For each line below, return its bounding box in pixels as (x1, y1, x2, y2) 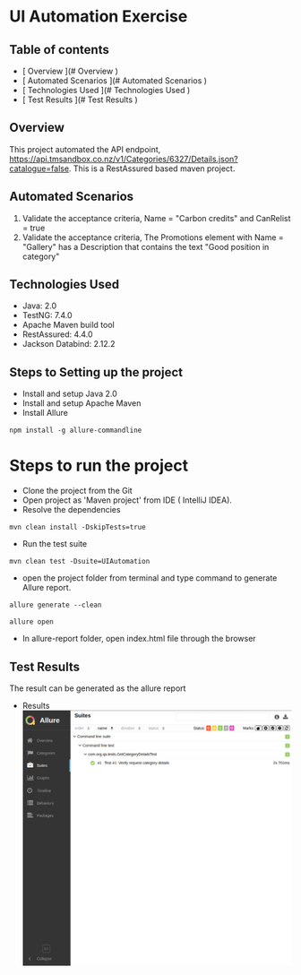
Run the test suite (21, 539, 88, 549)
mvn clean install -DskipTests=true (9, 522, 146, 532)
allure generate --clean (9, 600, 102, 610)
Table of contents (9, 42, 109, 57)
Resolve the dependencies (21, 505, 121, 515)
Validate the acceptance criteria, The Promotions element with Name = (21, 231, 284, 243)
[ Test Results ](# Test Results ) (21, 94, 138, 105)
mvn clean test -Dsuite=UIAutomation (9, 557, 150, 566)
